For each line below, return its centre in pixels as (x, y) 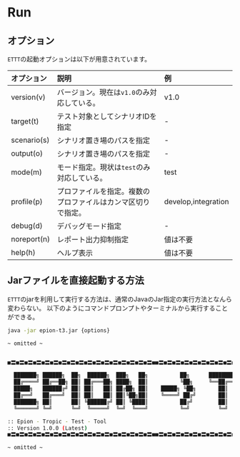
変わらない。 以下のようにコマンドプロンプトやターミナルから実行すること (118, 308)
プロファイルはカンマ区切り (103, 202)
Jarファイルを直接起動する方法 (76, 280)
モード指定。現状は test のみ (104, 167)
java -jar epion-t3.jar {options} (59, 330)
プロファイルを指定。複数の (103, 191)
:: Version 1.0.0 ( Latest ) (47, 428)
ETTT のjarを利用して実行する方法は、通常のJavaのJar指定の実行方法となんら (120, 299)
